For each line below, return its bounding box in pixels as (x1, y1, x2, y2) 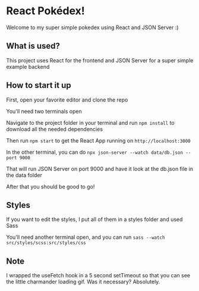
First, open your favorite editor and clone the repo (6, 96, 128, 103)
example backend (6, 63, 50, 70)
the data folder (6, 171, 43, 179)
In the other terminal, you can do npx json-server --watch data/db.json (6, 148, 183, 156)
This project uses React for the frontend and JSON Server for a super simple (6, 56, 194, 64)
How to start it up (6, 80, 71, 90)
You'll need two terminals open (6, 107, 82, 115)
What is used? (6, 41, 61, 51)
